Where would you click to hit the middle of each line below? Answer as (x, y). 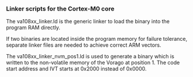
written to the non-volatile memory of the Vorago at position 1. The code (93, 62)
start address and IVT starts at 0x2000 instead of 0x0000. (77, 69)
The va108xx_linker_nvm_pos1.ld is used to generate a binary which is (90, 57)
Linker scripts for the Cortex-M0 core (60, 9)
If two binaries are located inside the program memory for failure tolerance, (97, 39)
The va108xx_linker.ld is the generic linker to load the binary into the (88, 22)
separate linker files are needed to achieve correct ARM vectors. (84, 45)
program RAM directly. (33, 27)
